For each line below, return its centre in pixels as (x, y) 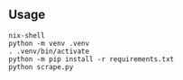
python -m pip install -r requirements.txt (91, 59)
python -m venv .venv (49, 43)
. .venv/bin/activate (49, 51)
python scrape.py (41, 67)
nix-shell (27, 35)
